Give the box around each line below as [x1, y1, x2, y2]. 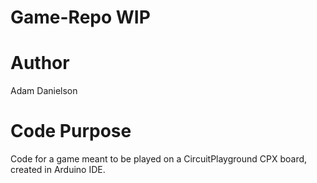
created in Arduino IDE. [10, 164, 106, 176]
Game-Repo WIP [10, 6, 151, 29]
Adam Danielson [10, 85, 78, 97]
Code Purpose [10, 120, 132, 143]
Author [10, 52, 70, 75]
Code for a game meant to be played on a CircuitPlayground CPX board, [10, 153, 308, 165]
